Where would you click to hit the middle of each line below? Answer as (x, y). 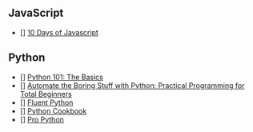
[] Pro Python (42, 119)
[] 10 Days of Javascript (59, 32)
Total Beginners (46, 94)
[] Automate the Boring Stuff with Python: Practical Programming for (132, 85)
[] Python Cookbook (53, 110)
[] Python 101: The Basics (62, 77)
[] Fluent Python (46, 102)
